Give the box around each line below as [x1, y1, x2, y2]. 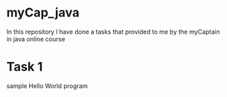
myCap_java [6, 5, 80, 21]
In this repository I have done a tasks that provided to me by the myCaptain [6, 28, 220, 36]
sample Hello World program [6, 81, 88, 90]
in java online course [6, 34, 66, 43]
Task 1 [6, 59, 43, 75]
